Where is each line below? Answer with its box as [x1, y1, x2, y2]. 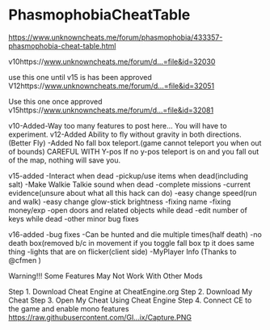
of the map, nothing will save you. [8, 155, 121, 165]
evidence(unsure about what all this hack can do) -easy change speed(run [8, 188, 257, 197]
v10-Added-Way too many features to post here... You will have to [8, 121, 228, 130]
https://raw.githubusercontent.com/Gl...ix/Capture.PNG [8, 312, 192, 322]
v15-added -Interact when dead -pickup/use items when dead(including [8, 171, 249, 180]
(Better [8, 137, 32, 147]
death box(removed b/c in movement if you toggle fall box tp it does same [8, 238, 255, 247]
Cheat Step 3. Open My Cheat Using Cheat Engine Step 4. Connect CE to [8, 295, 252, 305]
